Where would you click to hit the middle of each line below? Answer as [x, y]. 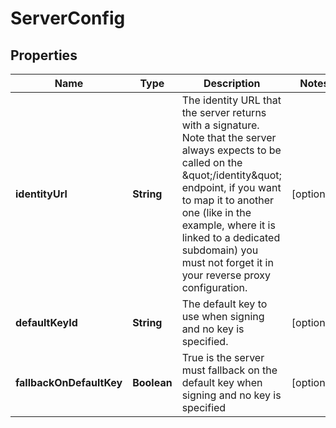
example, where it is [228, 225]
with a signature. [220, 125]
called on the [212, 162]
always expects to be [231, 150]
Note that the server [229, 137]
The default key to [224, 304]
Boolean [152, 382]
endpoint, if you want [231, 187]
